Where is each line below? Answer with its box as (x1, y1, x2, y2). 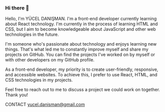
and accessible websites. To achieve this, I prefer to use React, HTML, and (5, 72, 158, 78)
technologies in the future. (5, 32, 59, 38)
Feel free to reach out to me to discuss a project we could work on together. (5, 87, 160, 93)
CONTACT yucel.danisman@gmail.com (5, 102, 85, 108)
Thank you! (5, 92, 28, 98)
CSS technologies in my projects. (5, 77, 73, 83)
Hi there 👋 (5, 4, 30, 11)
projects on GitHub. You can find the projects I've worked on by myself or (5, 52, 155, 57)
